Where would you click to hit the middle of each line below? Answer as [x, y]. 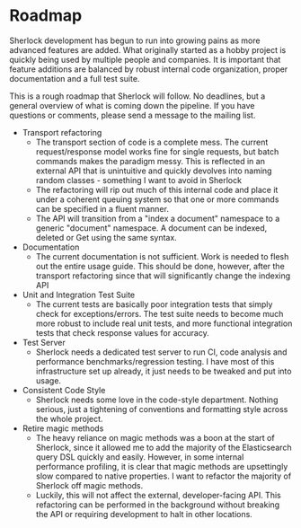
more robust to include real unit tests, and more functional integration [164, 323]
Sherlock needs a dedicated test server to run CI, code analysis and [161, 352]
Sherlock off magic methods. [89, 485]
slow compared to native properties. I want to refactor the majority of [164, 476]
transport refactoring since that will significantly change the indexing [163, 276]
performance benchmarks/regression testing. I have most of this [155, 361]
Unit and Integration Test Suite [79, 295]
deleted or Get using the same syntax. [106, 237]
